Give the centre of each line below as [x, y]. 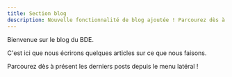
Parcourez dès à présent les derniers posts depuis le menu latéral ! [103, 66]
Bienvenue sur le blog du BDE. [50, 39]
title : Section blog [37, 13]
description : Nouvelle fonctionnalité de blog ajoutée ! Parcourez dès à [116, 20]
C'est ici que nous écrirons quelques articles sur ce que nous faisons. [107, 53]
